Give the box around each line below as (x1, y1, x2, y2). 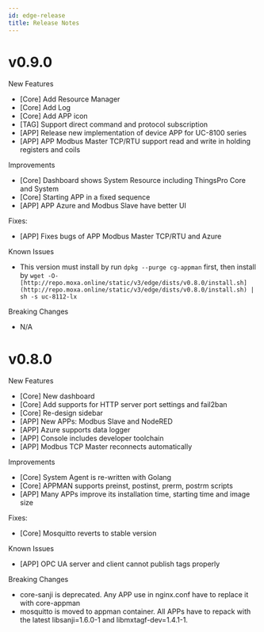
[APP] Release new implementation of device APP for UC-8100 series (19, 128, 247, 138)
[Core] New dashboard (19, 391, 95, 401)
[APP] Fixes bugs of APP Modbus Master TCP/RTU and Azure (19, 231, 222, 242)
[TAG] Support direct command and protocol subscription (19, 120, 209, 129)
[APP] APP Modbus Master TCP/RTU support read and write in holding (19, 136, 251, 147)
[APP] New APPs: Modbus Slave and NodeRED (19, 417, 173, 426)
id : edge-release (8, 11, 66, 20)
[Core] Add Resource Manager (19, 94, 121, 104)
